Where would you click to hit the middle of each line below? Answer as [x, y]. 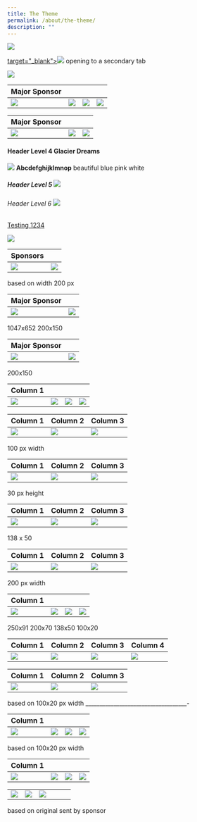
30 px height [26, 493]
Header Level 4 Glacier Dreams [54, 151]
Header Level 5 [30, 185]
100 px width [26, 449]
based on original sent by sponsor [57, 811]
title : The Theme [33, 14]
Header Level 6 [30, 203]
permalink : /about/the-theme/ [52, 20]
